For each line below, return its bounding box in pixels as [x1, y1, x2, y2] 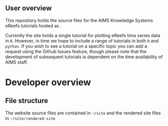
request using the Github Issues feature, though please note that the [5, 48, 147, 54]
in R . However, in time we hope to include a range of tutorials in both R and [5, 38, 159, 44]
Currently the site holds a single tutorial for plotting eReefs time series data [5, 32, 160, 38]
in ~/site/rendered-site [5, 115, 55, 121]
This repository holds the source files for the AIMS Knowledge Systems [5, 17, 153, 23]
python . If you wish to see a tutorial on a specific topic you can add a [5, 43, 147, 49]
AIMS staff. [5, 59, 28, 65]
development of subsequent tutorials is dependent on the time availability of [5, 54, 163, 60]
